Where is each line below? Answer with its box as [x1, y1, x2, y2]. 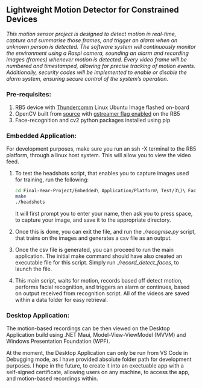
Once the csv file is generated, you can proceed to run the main [14, 246, 174, 254]
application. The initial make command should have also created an [14, 252, 183, 260]
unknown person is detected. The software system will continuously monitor [6, 43, 196, 50]
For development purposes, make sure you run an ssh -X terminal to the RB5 [6, 145, 197, 152]
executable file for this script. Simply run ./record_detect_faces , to [14, 259, 179, 266]
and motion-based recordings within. [6, 375, 98, 382]
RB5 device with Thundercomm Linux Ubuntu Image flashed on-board [14, 104, 189, 111]
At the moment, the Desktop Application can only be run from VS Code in [6, 349, 188, 357]
